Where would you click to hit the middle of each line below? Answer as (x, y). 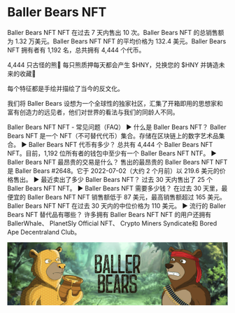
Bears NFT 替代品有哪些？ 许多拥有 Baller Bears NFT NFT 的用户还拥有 (109, 214)
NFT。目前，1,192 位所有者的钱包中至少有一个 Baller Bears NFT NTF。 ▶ (112, 153)
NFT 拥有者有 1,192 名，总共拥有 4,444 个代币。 (76, 50)
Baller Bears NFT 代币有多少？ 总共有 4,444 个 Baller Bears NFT (121, 144)
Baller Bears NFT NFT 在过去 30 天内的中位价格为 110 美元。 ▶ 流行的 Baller (116, 206)
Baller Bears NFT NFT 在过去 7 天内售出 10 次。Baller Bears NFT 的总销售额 (116, 32)
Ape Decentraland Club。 (44, 232)
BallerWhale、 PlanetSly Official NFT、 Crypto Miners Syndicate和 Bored (112, 223)
